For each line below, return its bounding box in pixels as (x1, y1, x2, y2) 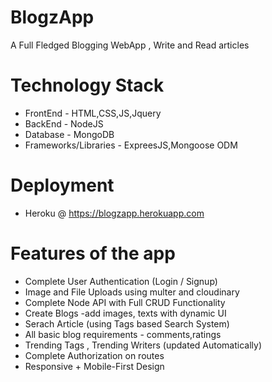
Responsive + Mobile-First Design (24, 360, 165, 372)
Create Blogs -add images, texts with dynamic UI (24, 307, 227, 319)
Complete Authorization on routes (24, 349, 165, 361)
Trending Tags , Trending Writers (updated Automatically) (24, 339, 263, 351)
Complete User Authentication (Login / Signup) (24, 275, 218, 287)
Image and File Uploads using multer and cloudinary (24, 286, 240, 298)
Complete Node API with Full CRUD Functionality (24, 296, 226, 308)
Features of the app (10, 242, 176, 265)
